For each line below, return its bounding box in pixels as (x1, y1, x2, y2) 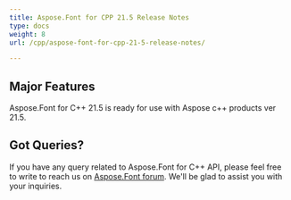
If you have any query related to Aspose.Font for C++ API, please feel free (9, 162, 282, 172)
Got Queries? (9, 137, 85, 153)
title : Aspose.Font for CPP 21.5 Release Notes (9, 12, 190, 22)
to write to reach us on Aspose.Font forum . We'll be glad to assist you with (9, 171, 283, 181)
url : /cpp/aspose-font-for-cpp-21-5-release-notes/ (9, 37, 205, 47)
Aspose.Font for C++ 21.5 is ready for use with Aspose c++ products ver (9, 103, 277, 113)
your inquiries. (9, 180, 62, 191)
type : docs (9, 21, 50, 30)
